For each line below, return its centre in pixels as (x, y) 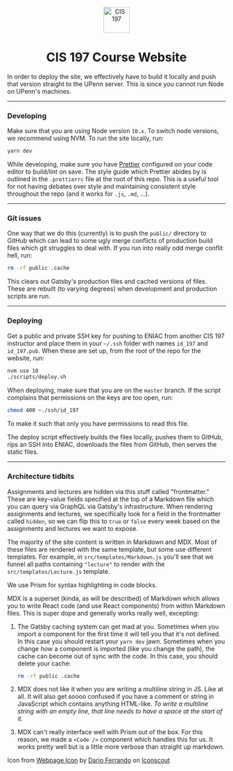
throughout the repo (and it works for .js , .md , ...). (78, 194)
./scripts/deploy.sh (37, 377)
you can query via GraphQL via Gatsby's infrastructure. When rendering (110, 506)
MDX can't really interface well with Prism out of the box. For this (110, 732)
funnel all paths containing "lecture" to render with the (86, 564)
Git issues (24, 219)
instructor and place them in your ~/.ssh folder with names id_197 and (107, 343)
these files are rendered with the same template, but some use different (110, 549)
